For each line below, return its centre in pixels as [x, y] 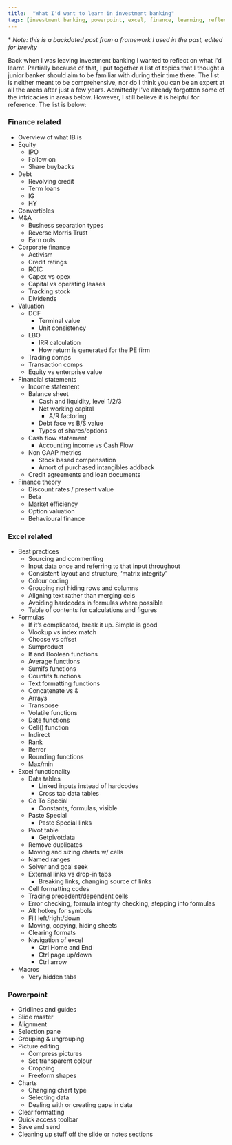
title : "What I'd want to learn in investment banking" [91, 13]
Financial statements [47, 379]
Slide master [35, 1017]
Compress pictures [55, 1054]
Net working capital [66, 409]
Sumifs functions [52, 669]
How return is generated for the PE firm [94, 350]
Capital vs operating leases [67, 284]
